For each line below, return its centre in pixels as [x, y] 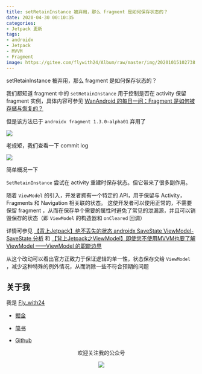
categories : [21, 23]
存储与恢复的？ [25, 108]
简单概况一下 [22, 169]
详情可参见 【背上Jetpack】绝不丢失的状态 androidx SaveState [84, 231]
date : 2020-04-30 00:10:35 [40, 18]
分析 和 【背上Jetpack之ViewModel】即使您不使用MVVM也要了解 [114, 238]
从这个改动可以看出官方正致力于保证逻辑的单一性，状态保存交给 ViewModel [99, 259]
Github [23, 340]
